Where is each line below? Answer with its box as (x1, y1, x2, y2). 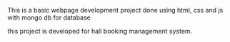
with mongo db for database (7, 13, 91, 22)
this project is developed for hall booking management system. (7, 27, 193, 35)
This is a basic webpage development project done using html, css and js (7, 6, 224, 14)
